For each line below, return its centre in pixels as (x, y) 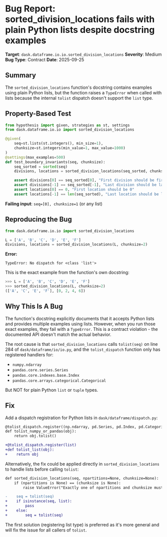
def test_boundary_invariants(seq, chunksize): (55, 162)
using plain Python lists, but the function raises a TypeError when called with (83, 92)
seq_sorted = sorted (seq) (41, 167)
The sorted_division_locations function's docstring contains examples (79, 87)
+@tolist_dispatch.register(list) (41, 445)
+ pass (20, 506)
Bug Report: (30, 9)
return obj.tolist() (35, 436)
